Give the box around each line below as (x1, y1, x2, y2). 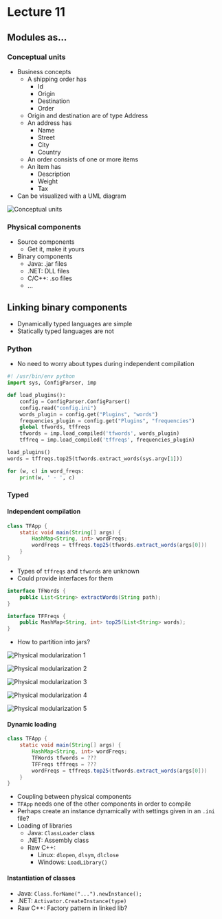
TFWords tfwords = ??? (32, 754, 97, 761)
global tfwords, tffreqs (19, 424, 91, 431)
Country (37, 148, 61, 156)
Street (37, 133, 55, 141)
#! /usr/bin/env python (7, 373, 76, 380)
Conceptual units (7, 52, 66, 62)
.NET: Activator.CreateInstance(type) (16, 896, 127, 905)
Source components (16, 238, 75, 246)
